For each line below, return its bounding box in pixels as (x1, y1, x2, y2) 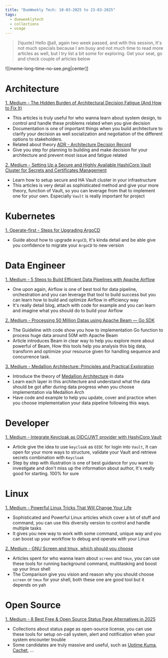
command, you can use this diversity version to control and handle (12, 519, 150, 525)
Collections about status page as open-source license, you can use (12, 626, 152, 632)
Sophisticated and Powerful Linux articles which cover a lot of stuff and (12, 514, 160, 520)
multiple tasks (12, 525, 42, 531)
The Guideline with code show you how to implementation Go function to (12, 327, 163, 333)
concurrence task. (12, 354, 51, 360)
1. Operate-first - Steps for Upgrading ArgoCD (5, 227, 100, 233)
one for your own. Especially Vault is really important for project (12, 193, 145, 199)
